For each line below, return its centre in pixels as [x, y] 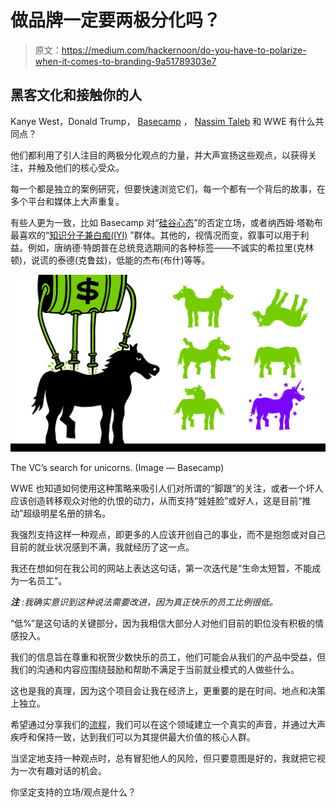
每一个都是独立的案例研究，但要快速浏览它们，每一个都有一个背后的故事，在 [168, 188]
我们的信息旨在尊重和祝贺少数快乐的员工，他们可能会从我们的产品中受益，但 [168, 657]
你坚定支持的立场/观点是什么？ [73, 792]
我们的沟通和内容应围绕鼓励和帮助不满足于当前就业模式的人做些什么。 [155, 670]
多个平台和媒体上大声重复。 [67, 201]
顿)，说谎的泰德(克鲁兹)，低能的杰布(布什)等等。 [110, 260]
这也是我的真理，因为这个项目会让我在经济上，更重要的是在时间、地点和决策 [168, 691]
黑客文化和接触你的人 [76, 95]
